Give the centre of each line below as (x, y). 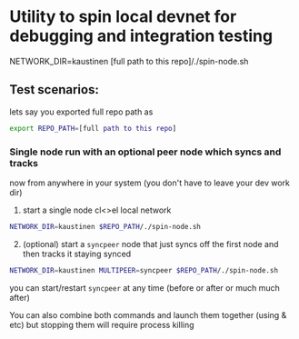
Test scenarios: (55, 90)
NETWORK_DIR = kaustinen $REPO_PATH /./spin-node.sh (105, 226)
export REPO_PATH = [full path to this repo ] (93, 128)
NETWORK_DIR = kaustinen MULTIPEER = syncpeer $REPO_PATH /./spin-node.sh (144, 270)
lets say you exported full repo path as (81, 112)
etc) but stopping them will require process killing (102, 324)
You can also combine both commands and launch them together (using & (148, 314)
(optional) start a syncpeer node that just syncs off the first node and (150, 244)
